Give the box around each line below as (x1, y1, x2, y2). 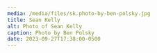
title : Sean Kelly (7, 17, 60, 23)
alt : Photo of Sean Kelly (7, 23, 82, 30)
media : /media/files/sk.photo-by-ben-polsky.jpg (7, 10, 151, 17)
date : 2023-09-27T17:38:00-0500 (7, 36, 101, 43)
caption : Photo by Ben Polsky (7, 29, 95, 36)
